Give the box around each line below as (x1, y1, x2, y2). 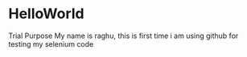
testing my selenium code (8, 39, 94, 48)
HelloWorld (8, 5, 84, 23)
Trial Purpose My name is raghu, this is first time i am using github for (8, 31, 239, 40)
